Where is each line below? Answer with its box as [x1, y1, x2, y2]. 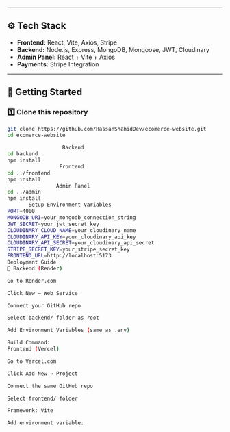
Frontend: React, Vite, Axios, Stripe [16, 38, 118, 47]
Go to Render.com [7, 277, 57, 284]
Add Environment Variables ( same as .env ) [7, 327, 130, 334]
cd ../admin [7, 189, 41, 196]
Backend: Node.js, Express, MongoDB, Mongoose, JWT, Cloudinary [16, 45, 210, 53]
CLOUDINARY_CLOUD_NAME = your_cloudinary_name [7, 227, 136, 233]
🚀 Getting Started [7, 86, 83, 98]
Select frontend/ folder [7, 395, 78, 402]
